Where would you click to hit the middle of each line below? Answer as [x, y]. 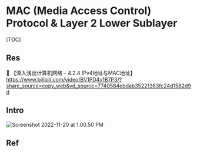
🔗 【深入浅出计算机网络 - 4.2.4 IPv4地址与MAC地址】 [71, 73]
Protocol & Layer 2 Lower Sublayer [92, 23]
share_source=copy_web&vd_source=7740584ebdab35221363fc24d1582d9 [98, 86]
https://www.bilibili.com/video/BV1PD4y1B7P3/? [64, 79]
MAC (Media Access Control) [79, 11]
